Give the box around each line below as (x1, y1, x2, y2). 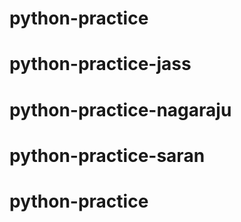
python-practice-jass (9, 53, 192, 76)
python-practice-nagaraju (9, 98, 232, 121)
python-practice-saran (9, 144, 206, 167)
